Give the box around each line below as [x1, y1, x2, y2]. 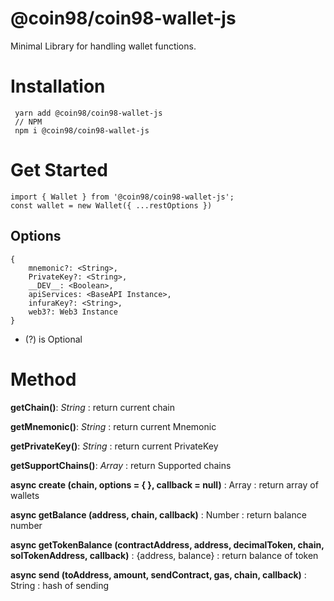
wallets [10, 489, 40, 501]
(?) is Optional [24, 333, 83, 345]
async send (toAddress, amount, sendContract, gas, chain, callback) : [10, 568, 307, 581]
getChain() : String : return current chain [10, 401, 176, 413]
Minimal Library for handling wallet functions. [10, 40, 197, 52]
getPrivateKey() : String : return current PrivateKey [10, 440, 219, 452]
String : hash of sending [10, 579, 110, 591]
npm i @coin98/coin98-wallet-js [14, 125, 150, 136]
